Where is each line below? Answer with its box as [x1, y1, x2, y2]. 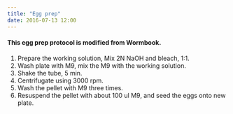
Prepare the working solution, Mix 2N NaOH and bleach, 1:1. [17, 54, 190, 62]
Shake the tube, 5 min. [17, 69, 83, 77]
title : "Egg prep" [7, 10, 61, 17]
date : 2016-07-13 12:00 [7, 17, 77, 24]
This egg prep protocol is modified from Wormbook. [7, 38, 162, 47]
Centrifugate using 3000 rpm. [17, 76, 104, 85]
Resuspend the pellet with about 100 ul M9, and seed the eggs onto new [17, 91, 226, 99]
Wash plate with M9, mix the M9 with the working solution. [17, 61, 187, 70]
